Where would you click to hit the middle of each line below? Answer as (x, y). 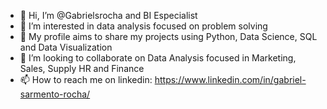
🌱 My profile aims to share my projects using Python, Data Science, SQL (168, 36)
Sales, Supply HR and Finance (82, 68)
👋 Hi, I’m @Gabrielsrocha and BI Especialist (108, 15)
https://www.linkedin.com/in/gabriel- (230, 79)
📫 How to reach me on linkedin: (86, 79)
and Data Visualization (66, 47)
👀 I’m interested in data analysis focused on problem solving (143, 26)
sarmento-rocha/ (55, 94)
